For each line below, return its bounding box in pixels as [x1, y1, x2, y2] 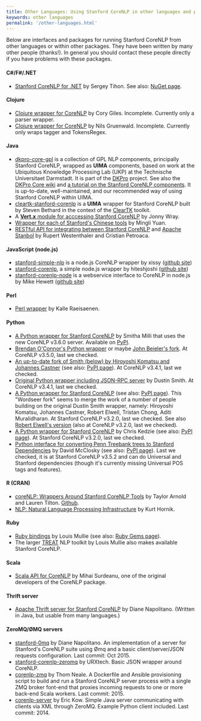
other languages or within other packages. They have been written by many [6, 43, 193, 50]
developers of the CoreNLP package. [14, 578, 106, 586]
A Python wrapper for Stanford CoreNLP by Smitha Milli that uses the [14, 332, 185, 339]
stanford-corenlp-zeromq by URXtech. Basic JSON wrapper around [14, 658, 182, 665]
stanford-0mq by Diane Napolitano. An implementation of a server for [14, 639, 187, 646]
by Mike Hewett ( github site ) [14, 278, 85, 285]
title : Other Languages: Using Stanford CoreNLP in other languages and [6, 8, 191, 15]
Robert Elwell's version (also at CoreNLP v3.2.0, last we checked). [14, 421, 178, 428]
